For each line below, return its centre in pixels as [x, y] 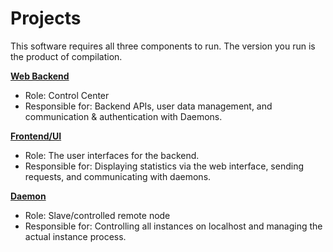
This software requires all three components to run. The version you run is [163, 46]
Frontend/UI [36, 136]
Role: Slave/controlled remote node [97, 215]
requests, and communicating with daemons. [118, 176]
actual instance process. [75, 236]
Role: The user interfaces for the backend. [112, 155]
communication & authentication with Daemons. [123, 116]
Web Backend [40, 76]
